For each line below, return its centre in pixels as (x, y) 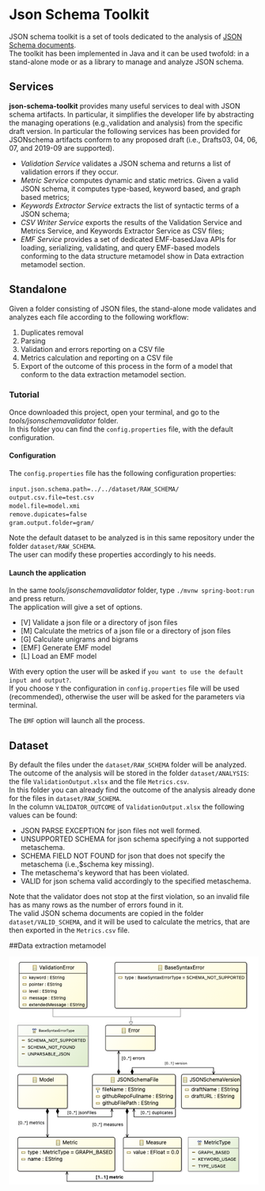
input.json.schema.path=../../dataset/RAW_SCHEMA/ (94, 489)
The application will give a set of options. (76, 607)
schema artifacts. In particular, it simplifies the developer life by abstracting (132, 114)
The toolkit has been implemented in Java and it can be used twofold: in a (129, 53)
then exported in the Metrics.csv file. (69, 930)
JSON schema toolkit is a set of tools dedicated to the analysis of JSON (126, 36)
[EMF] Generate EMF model (66, 648)
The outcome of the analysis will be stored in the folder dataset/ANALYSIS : (129, 773)
